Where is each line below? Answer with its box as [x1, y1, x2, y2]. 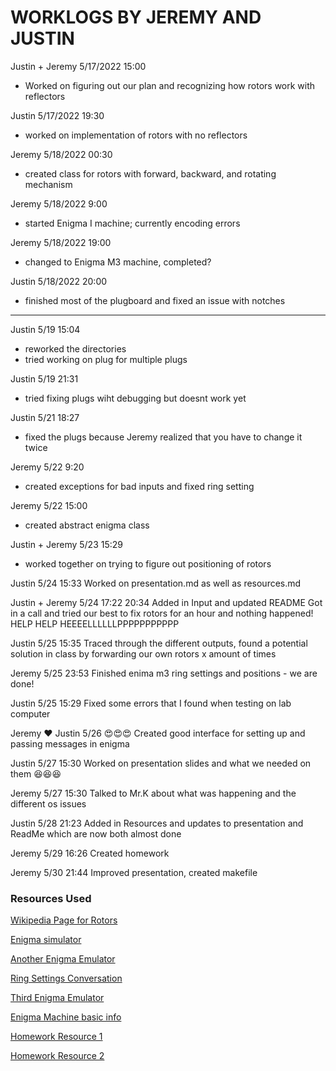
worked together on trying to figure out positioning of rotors [24, 557, 272, 570]
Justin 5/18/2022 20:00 [10, 275, 108, 287]
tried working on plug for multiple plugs [24, 353, 188, 365]
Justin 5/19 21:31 [10, 372, 79, 385]
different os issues [10, 797, 87, 810]
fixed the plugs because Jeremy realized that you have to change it [24, 431, 303, 443]
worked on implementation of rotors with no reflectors [24, 129, 248, 141]
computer [10, 707, 51, 720]
